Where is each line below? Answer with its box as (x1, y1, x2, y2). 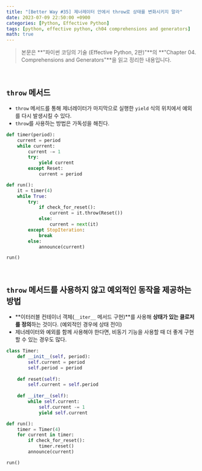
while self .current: (28, 398, 80, 404)
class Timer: (6, 348, 39, 354)
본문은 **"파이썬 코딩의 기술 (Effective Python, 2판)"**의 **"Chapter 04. (21, 49, 197, 56)
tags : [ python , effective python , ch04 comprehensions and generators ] (6, 25, 191, 32)
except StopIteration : (28, 227, 85, 233)
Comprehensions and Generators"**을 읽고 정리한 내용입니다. (21, 56, 172, 63)
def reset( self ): (17, 376, 61, 382)
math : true (6, 31, 34, 37)
